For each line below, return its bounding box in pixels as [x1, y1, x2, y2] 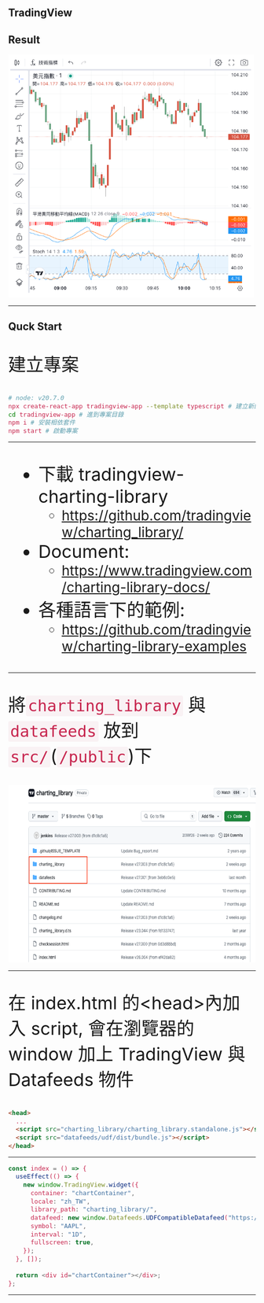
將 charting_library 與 [8, 693, 207, 716]
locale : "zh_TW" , [30, 1197, 90, 1205]
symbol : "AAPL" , [30, 1221, 87, 1230]
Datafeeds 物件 [8, 1068, 134, 1091]
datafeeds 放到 [10, 719, 139, 742]
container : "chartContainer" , [30, 1188, 135, 1197]
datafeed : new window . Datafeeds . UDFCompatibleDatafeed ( [30, 1213, 229, 1222]
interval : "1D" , [30, 1230, 87, 1238]
